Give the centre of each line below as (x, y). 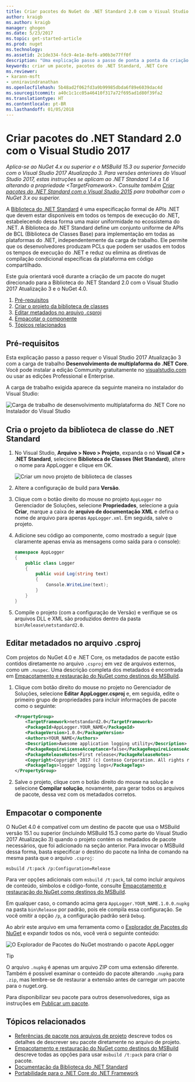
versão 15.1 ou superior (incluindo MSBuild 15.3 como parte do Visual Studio (97, 833)
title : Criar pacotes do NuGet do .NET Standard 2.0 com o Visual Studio (97, 11)
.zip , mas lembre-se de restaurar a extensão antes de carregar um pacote (95, 979)
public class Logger (50, 563)
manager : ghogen (26, 28)
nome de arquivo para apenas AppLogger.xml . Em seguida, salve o (93, 517)
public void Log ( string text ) (72, 574)
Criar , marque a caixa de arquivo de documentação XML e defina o (96, 511)
